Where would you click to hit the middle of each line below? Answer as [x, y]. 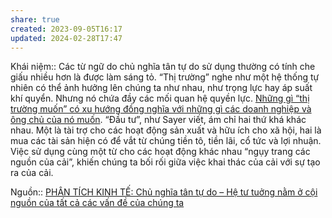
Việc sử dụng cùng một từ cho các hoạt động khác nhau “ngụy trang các [160, 152]
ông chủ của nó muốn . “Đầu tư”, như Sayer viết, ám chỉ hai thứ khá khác [158, 120]
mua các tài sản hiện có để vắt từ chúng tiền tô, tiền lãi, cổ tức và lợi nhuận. [166, 141]
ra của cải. [32, 173]
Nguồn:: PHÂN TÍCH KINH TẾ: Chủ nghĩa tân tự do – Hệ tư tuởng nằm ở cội [164, 192]
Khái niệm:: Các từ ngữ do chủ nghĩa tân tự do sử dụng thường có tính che [163, 67]
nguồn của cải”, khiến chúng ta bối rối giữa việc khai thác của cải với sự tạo [165, 162]
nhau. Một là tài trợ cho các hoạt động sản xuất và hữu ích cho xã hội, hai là [166, 130]
